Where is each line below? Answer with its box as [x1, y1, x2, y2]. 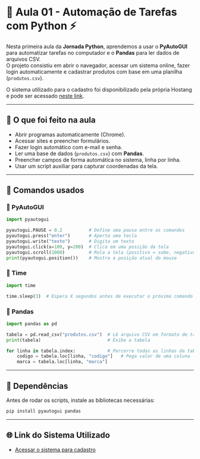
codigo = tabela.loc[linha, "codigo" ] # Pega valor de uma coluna [17, 353, 190, 359]
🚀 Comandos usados [6, 186, 85, 196]
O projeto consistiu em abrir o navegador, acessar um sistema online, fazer [6, 62, 190, 69]
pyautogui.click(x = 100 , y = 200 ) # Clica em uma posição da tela [6, 244, 169, 250]
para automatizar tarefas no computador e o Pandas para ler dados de [6, 49, 180, 56]
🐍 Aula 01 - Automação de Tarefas [6, 5, 177, 19]
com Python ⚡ [6, 19, 77, 33]
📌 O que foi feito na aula [6, 115, 96, 125]
